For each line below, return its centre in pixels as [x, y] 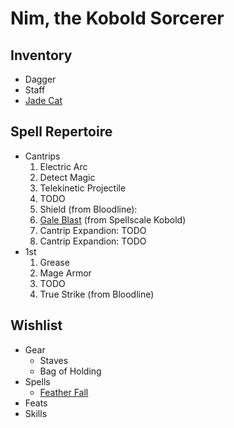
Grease [54, 262]
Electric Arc [63, 166]
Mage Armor [65, 273]
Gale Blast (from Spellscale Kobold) [113, 219]
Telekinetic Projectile [83, 188]
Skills [36, 413]
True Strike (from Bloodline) [97, 294]
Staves [54, 360]
